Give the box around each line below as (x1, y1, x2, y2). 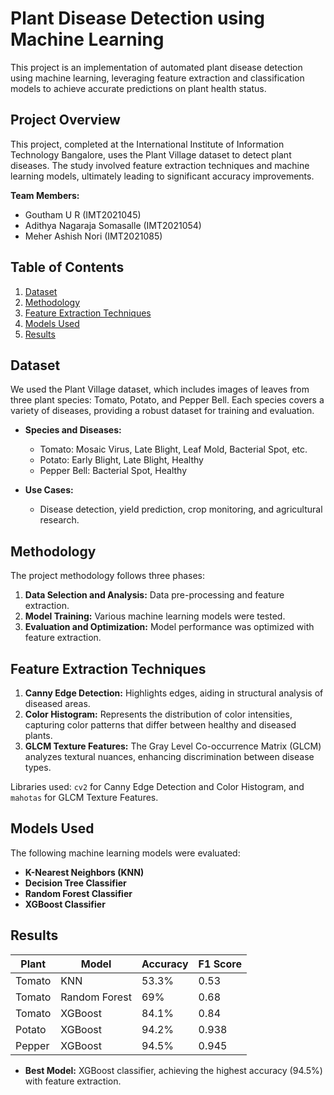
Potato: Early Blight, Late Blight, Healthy (39, 454, 204, 466)
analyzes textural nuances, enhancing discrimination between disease (24, 751, 315, 762)
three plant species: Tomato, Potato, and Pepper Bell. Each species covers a (10, 394, 325, 406)
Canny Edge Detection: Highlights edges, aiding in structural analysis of (24, 687, 324, 699)
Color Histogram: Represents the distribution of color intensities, (24, 708, 293, 720)
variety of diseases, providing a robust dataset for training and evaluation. (10, 405, 315, 417)
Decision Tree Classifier (24, 877, 127, 889)
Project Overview (10, 112, 121, 129)
